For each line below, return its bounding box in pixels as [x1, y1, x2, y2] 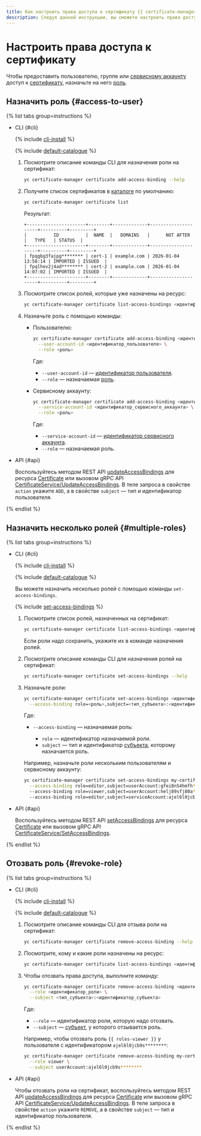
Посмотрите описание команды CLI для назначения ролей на [23, 655, 182, 662]
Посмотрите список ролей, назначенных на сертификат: [23, 614, 169, 622]
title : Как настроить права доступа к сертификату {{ [6, 8, 144, 15]
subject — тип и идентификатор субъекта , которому [41, 742, 176, 749]
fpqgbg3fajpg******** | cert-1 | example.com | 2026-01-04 [29, 253, 179, 259]
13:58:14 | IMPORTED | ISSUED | [23, 258, 108, 264]
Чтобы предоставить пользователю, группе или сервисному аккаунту [6, 73, 187, 80]
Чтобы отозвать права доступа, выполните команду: [23, 972, 159, 979]
